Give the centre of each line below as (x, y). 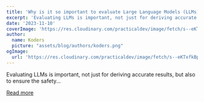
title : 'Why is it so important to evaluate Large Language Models (93, 12)
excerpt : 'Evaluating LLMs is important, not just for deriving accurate (102, 18)
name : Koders (28, 40)
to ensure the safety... (34, 81)
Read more (20, 92)
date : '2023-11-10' (31, 23)
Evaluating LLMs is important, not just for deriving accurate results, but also (101, 74)
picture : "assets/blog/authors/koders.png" (67, 46)
